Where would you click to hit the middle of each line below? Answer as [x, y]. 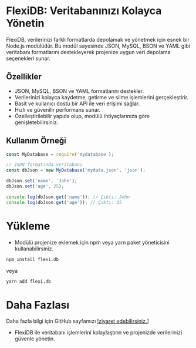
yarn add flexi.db [28, 281]
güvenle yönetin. [35, 339]
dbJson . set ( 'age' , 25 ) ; [35, 186]
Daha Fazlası [38, 305]
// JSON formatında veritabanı [44, 165]
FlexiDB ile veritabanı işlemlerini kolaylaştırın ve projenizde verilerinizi [98, 333]
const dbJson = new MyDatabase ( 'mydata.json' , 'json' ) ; [76, 170]
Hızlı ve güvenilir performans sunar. [58, 109]
